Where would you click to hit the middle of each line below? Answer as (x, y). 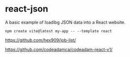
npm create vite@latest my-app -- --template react (58, 31)
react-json (27, 9)
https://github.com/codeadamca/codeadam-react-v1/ (59, 49)
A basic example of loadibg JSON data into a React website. (65, 22)
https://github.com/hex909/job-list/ (41, 40)
